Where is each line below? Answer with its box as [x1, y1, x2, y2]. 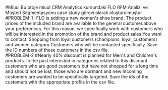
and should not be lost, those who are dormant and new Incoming [5, 68, 142, 74]
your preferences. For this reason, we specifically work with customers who [5, 26, 163, 32]
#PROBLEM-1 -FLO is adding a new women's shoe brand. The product [5, 15, 152, 21]
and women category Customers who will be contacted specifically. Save [5, 42, 158, 47]
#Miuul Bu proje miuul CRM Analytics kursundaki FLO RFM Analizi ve [5, 5, 148, 10]
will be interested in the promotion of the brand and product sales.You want [5, 31, 162, 37]
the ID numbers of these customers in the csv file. [5, 47, 109, 53]
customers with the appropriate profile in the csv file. [5, 79, 116, 85]
